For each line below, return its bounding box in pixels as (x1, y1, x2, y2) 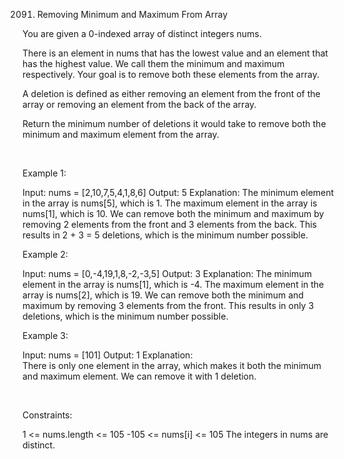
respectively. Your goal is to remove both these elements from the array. (22, 69, 320, 80)
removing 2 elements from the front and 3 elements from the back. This (22, 219, 317, 230)
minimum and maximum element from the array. (22, 129, 220, 140)
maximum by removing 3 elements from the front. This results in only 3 (22, 300, 315, 311)
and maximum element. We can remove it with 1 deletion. (22, 370, 257, 382)
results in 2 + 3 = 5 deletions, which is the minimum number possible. (22, 229, 309, 241)
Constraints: (22, 409, 73, 421)
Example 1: (22, 167, 67, 179)
